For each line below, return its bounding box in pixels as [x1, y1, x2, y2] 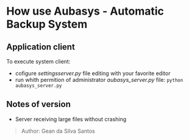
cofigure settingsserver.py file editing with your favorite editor [15, 70, 171, 77]
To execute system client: [6, 58, 71, 65]
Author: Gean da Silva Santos [21, 127, 96, 134]
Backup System [6, 17, 88, 31]
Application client [6, 42, 75, 52]
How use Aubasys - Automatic [6, 4, 165, 18]
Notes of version [6, 99, 71, 109]
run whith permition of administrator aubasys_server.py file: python [15, 76, 184, 83]
